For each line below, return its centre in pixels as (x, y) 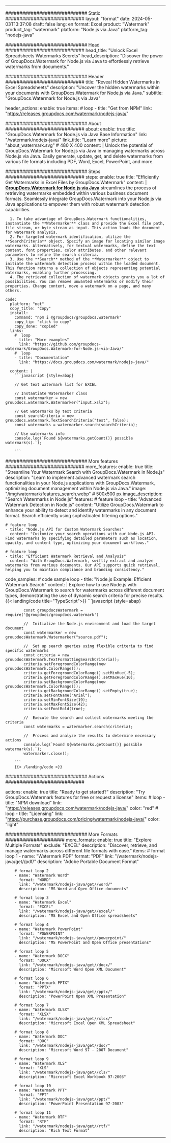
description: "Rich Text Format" (54, 1131)
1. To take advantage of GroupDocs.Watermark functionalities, (78, 219)
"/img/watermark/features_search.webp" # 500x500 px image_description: (84, 494)
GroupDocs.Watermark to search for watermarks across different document (85, 590)
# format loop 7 (32, 1005)
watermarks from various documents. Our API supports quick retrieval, (83, 565)
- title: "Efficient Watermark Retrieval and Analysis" (66, 556)
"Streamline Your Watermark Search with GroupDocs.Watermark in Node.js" (85, 472)
